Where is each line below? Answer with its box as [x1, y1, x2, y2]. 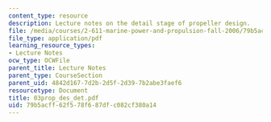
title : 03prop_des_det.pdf [8, 94, 99, 102]
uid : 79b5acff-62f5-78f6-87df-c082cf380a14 [8, 101, 157, 109]
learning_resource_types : [8, 42, 95, 50]
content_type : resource [8, 11, 89, 20]
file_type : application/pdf [8, 34, 103, 43]
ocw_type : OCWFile [8, 57, 70, 65]
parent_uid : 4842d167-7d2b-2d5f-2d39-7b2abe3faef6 [8, 79, 182, 87]
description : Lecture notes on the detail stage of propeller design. [8, 19, 251, 27]
